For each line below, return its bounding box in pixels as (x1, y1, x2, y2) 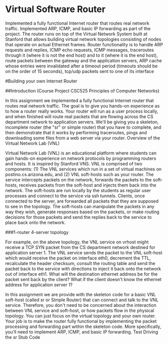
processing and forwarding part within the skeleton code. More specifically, (5, 323, 161, 329)
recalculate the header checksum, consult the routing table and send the (5, 260, 155, 266)
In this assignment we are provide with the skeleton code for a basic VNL (5, 291, 156, 297)
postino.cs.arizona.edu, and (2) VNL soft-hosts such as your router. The (5, 171, 154, 177)
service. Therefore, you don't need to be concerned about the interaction (5, 302, 157, 308)
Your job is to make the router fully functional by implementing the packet (5, 318, 157, 324)
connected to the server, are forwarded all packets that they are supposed (5, 198, 159, 204)
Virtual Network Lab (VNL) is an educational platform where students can (5, 150, 157, 156)
